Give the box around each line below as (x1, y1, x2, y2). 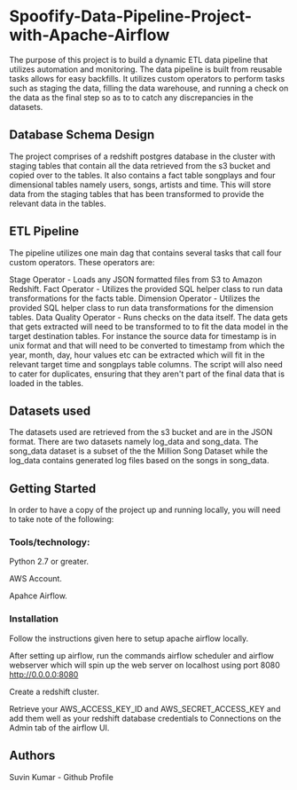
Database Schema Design (9, 127, 155, 143)
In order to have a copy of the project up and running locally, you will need (9, 504, 281, 516)
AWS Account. (9, 573, 62, 584)
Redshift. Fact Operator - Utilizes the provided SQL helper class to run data (9, 283, 284, 294)
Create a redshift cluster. (9, 686, 99, 697)
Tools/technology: (9, 536, 90, 549)
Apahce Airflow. (9, 590, 68, 601)
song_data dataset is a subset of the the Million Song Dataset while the (9, 446, 269, 456)
